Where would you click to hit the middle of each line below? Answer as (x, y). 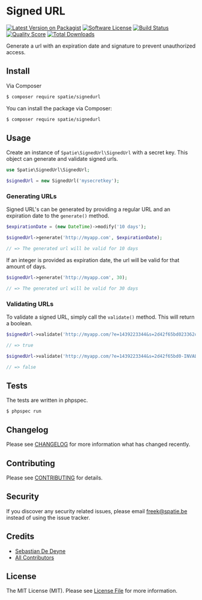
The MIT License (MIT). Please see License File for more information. (92, 591)
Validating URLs (30, 304)
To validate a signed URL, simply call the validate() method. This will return (100, 317)
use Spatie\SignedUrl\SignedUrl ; (48, 170)
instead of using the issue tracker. (48, 517)
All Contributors (34, 557)
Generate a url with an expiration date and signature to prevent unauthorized (101, 46)
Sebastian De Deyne (40, 551)
